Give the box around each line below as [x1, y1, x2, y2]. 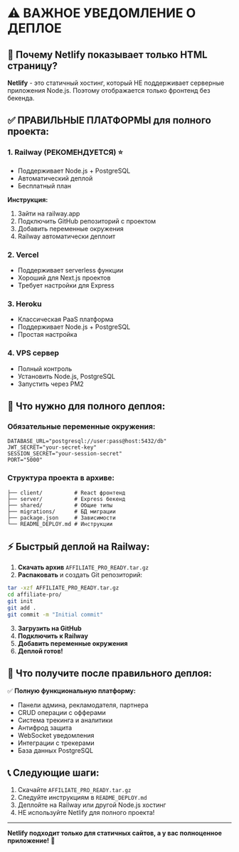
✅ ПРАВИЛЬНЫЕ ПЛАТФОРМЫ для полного [7, 114, 211, 126]
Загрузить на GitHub [17, 624, 82, 632]
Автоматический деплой [17, 173, 93, 183]
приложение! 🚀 [7, 836, 55, 845]
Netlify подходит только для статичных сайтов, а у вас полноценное [7, 829, 223, 838]
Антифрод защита [17, 723, 73, 732]
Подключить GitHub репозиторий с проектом [17, 216, 156, 225]
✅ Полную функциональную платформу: [7, 686, 137, 695]
